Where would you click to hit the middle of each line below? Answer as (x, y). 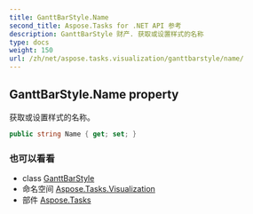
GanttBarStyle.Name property (94, 95)
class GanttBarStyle (58, 178)
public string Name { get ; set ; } (73, 134)
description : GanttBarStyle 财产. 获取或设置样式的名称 (107, 34)
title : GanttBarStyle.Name (59, 17)
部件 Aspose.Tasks (56, 200)
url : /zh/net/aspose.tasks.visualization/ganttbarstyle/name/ (126, 59)
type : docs (29, 42)
